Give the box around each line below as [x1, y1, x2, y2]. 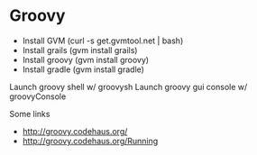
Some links [9, 108, 50, 119]
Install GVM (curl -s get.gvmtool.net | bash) [22, 35, 184, 46]
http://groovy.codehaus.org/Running [22, 135, 159, 146]
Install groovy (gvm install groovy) [22, 54, 150, 65]
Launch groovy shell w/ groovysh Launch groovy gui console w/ [9, 81, 248, 92]
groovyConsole [9, 91, 67, 102]
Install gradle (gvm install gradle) [22, 64, 144, 75]
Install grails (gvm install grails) [22, 44, 138, 55]
